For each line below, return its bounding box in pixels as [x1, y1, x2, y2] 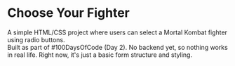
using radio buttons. [7, 35, 65, 44]
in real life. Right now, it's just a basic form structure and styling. [7, 51, 193, 59]
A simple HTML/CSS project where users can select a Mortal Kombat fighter [7, 28, 228, 37]
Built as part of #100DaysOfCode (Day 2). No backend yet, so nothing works [7, 43, 228, 51]
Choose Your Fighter [7, 5, 130, 21]
